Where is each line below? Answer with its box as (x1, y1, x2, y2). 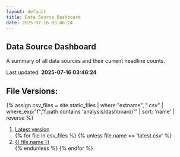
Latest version (14, 126, 50, 133)
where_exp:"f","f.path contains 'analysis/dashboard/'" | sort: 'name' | (6, 108, 175, 115)
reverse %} (6, 114, 34, 121)
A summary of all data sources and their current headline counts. (6, 57, 165, 65)
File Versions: (6, 86, 58, 96)
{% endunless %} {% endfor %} (14, 145, 93, 152)
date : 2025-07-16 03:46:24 (6, 20, 73, 25)
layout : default (6, 8, 46, 15)
